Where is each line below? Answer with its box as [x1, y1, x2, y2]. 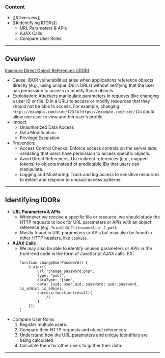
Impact [12, 119, 27, 125]
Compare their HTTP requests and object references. [19, 326, 128, 332]
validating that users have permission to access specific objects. [19, 150, 151, 156]
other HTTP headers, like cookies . [19, 235, 88, 241]
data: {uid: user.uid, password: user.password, [37, 282, 139, 286]
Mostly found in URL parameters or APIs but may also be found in [19, 229, 152, 235]
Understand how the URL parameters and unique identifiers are [19, 332, 148, 338]
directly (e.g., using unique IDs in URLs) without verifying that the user [12, 82, 155, 88]
